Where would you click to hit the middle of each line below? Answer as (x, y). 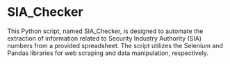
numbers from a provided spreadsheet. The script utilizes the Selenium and (115, 45)
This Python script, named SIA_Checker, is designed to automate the (105, 31)
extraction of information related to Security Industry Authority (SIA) (105, 38)
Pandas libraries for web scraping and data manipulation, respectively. (108, 53)
